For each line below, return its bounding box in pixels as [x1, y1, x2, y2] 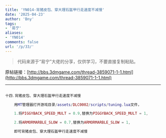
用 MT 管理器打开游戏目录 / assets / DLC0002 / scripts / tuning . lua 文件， [14, 102, 142, 107]
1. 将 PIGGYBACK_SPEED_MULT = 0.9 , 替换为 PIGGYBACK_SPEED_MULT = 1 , [14, 111, 148, 116]
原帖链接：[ [5, 69, 29, 75]
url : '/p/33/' [5, 44, 35, 49]
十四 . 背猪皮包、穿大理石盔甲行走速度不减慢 [5, 93, 82, 98]
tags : [5, 21, 16, 26]
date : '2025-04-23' [5, 12, 45, 17]
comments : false [5, 40, 39, 45]
